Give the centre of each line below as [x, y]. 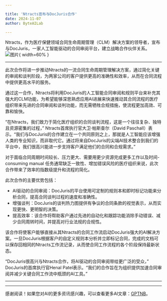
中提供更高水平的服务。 [29, 82]
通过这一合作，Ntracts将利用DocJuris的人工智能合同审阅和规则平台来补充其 [83, 93]
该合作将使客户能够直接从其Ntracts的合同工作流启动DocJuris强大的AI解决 [81, 232]
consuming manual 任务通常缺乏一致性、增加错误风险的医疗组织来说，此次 [82, 164]
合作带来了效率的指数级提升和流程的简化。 [49, 170]
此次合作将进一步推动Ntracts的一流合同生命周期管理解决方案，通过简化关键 [83, 70]
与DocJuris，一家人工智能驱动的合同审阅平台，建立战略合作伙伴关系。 [78, 49]
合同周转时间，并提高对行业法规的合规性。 [60, 222]
